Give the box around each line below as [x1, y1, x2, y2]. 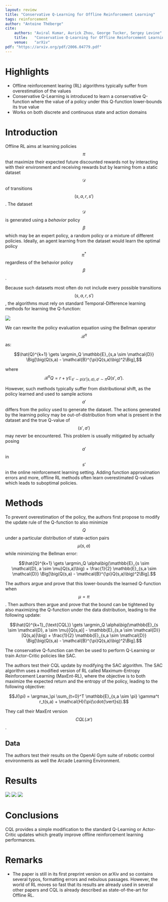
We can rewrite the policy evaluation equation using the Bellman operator [5, 325, 156, 331]
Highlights [5, 66, 49, 77]
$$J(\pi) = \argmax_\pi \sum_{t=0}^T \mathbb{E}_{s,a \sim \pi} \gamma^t [9, 693, 159, 700]
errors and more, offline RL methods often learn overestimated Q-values [5, 475, 154, 481]
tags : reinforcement [5, 16, 48, 21]
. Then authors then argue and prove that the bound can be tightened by [5, 602, 154, 608]
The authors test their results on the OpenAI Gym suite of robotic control [5, 753, 154, 759]
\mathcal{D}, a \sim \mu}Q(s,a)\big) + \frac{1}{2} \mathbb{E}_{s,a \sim [11, 566, 156, 572]
